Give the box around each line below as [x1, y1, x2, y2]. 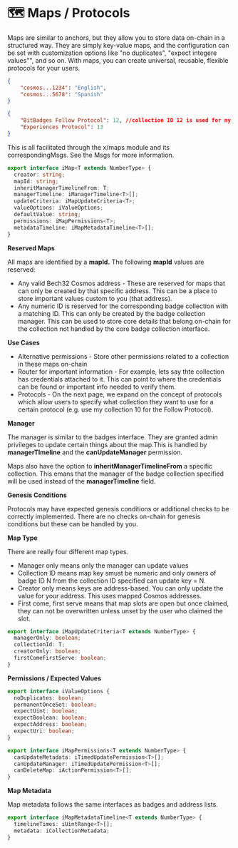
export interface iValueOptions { [7, 688, 110, 695]
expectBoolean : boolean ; [14, 714, 88, 722]
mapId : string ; [14, 178, 59, 185]
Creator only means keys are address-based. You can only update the [17, 583, 224, 592]
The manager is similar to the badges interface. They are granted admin [7, 432, 219, 441]
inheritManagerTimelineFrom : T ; [14, 184, 110, 192]
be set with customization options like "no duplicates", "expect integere [7, 48, 217, 57]
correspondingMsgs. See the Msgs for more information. [7, 150, 175, 159]
